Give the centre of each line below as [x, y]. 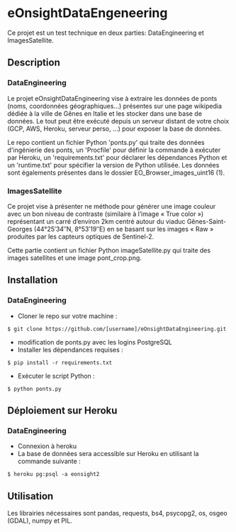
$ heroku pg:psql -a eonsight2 [54, 474]
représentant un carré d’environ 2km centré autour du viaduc [96, 221]
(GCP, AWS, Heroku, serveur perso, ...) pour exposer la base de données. [114, 129]
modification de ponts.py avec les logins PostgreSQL [95, 342]
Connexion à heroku [47, 446]
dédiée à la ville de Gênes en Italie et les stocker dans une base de [105, 113]
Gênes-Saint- [207, 221]
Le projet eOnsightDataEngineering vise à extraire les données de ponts [112, 98]
